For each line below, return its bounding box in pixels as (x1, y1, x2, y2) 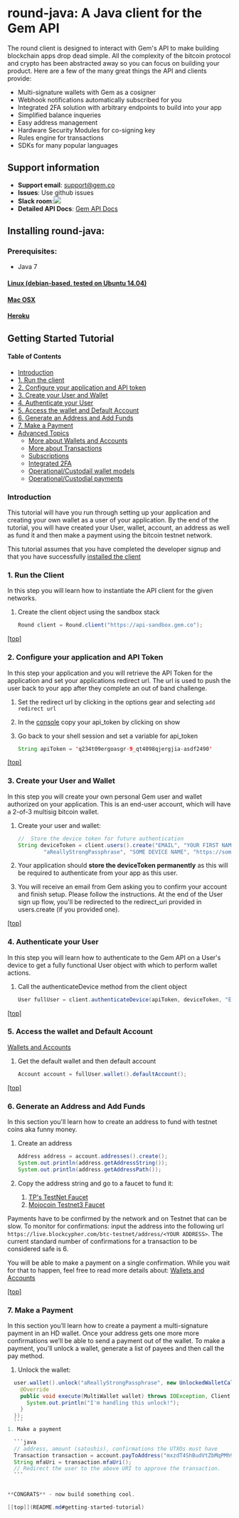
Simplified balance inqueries (17, 111, 102, 119)
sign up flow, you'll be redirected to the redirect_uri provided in (17, 898, 202, 906)
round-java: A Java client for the (7, 5, 203, 21)
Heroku (7, 312, 30, 320)
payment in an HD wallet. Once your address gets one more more (7, 1329, 199, 1337)
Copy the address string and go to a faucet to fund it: (17, 1179, 174, 1188)
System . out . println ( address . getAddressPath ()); (17, 1165, 162, 1173)
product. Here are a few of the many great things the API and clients (7, 66, 208, 75)
